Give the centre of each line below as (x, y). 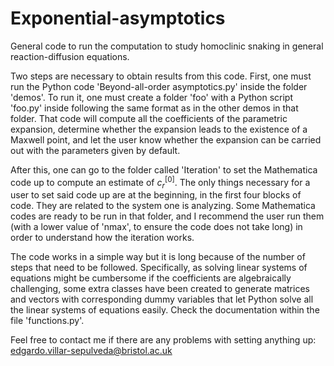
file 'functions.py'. (47, 321)
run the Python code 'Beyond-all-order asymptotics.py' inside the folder (159, 86)
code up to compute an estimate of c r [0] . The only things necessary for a (160, 182)
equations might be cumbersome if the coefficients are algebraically (151, 278)
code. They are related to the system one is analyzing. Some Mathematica (163, 206)
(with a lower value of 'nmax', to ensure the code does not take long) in (156, 227)
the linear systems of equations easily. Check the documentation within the (165, 310)
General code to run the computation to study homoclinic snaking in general (167, 46)
